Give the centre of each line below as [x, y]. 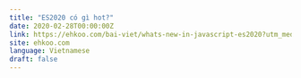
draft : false [34, 59]
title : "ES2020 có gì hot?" [62, 17]
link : [19, 34]
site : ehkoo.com [39, 43]
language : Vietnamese [50, 51]
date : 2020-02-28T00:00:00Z [62, 26]
